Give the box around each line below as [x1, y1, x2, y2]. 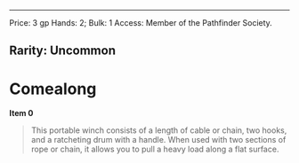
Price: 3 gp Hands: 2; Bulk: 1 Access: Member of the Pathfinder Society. [9, 18, 273, 27]
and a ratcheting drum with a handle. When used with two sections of [30, 135, 287, 145]
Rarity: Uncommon [9, 43, 116, 58]
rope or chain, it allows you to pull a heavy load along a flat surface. [30, 144, 279, 155]
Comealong [9, 79, 97, 98]
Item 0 [9, 108, 34, 119]
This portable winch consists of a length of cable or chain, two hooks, [30, 125, 287, 136]
